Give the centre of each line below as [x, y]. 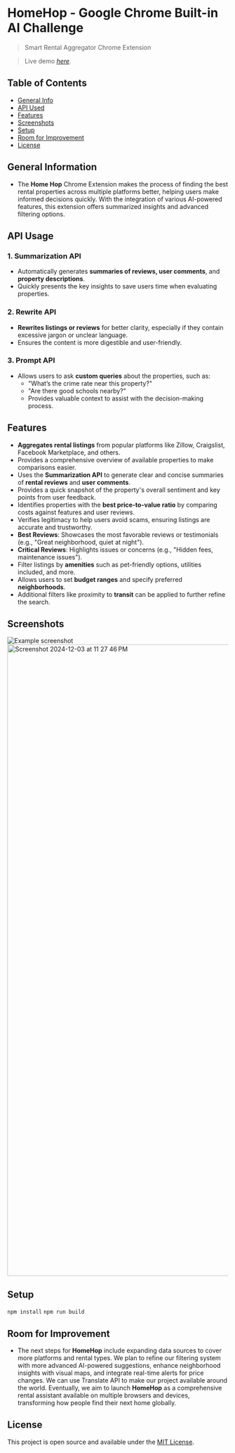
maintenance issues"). [50, 557]
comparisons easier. [47, 467]
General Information [52, 167]
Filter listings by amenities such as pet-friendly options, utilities [109, 564]
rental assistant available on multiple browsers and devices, [103, 1395]
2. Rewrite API [32, 312]
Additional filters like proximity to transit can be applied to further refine [121, 594]
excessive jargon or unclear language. [73, 335]
